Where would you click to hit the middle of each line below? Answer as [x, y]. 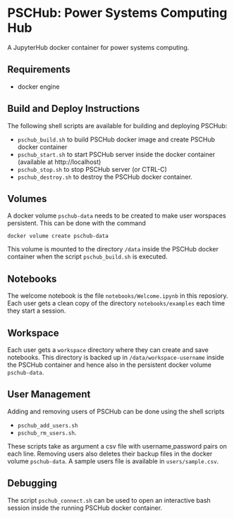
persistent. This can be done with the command [77, 223]
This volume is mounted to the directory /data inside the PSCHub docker [113, 249]
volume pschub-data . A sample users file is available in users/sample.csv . [113, 461]
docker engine [38, 87]
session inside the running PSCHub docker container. [85, 508]
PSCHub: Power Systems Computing [117, 13]
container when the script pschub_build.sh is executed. [87, 257]
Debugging [32, 483]
